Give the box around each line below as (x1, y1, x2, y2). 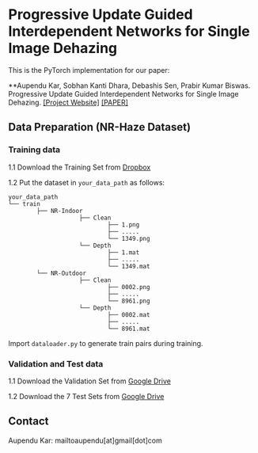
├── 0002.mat (107, 310, 150, 318)
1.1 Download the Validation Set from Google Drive (8, 376, 172, 386)
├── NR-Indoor (36, 207, 83, 215)
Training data (8, 144, 61, 155)
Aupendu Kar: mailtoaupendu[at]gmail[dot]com (8, 436, 162, 445)
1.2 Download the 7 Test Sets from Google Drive (8, 391, 165, 401)
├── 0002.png (107, 283, 150, 291)
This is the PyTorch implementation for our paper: (8, 65, 170, 74)
